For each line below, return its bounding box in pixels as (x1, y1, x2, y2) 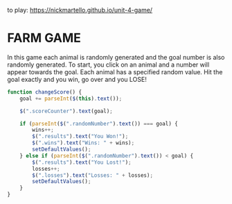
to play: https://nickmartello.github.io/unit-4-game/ (7, 6, 153, 14)
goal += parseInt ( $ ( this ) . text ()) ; (19, 95, 123, 102)
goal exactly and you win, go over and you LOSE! (7, 75, 147, 83)
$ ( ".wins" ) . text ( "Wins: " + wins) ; (32, 139, 135, 146)
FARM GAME (7, 31, 82, 46)
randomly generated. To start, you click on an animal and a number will (7, 60, 210, 69)
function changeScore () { (7, 88, 82, 96)
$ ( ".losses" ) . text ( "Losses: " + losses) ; (32, 171, 154, 179)
